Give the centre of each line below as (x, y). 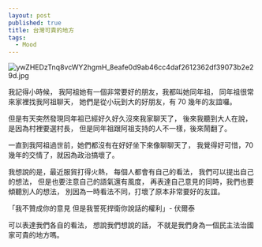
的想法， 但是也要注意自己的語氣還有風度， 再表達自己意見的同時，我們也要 (131, 182)
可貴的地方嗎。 (39, 235)
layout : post (30, 15)
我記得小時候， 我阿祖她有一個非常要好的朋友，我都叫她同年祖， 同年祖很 (127, 92)
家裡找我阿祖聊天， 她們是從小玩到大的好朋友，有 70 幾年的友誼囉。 (125, 102)
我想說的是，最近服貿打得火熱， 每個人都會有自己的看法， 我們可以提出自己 (131, 172)
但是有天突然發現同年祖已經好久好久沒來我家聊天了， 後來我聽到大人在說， (130, 118)
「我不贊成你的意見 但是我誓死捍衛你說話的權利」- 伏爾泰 (102, 208)
